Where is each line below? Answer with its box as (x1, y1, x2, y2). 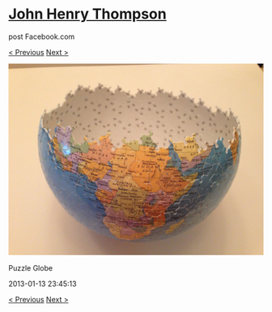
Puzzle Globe (8, 263, 53, 272)
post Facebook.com (8, 32, 75, 41)
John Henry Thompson (8, 5, 168, 24)
